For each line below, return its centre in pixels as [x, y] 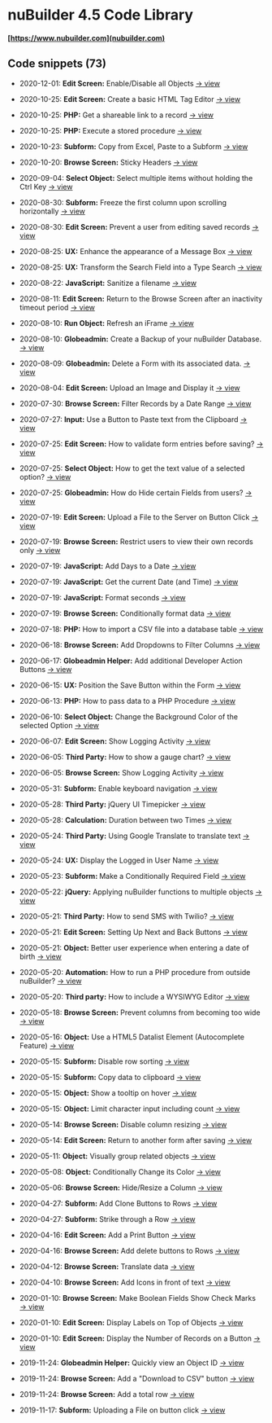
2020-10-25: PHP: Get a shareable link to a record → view [117, 115]
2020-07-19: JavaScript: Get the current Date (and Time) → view [129, 582]
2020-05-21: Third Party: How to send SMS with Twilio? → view [127, 916]
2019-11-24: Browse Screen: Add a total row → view [107, 1394]
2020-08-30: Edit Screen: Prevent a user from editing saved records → [139, 226]
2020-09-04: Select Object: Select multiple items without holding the [136, 178]
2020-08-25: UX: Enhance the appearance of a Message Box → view [136, 251]
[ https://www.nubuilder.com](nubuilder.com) [86, 37]
